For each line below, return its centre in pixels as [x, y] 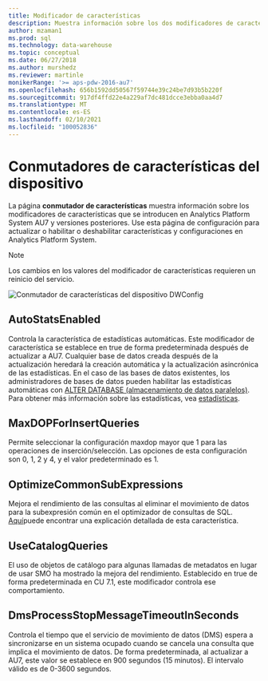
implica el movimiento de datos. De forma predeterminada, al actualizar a [128, 651]
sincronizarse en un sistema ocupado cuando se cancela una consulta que [131, 643]
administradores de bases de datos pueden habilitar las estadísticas [120, 381]
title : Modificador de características [75, 16]
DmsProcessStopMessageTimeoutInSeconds [124, 616]
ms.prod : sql [30, 38]
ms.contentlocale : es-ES [49, 113]
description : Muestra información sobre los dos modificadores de [121, 23]
